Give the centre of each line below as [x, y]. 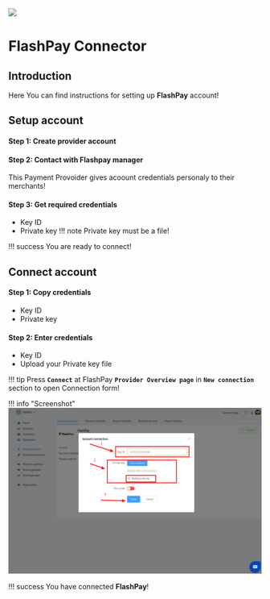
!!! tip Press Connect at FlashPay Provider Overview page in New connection [131, 380]
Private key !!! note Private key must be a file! [95, 231]
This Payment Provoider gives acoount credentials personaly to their [122, 177]
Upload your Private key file [66, 364]
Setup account [46, 121]
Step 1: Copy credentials [50, 293]
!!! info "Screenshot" [42, 404]
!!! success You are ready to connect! [70, 247]
